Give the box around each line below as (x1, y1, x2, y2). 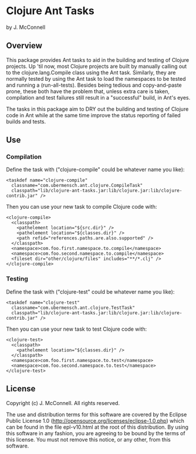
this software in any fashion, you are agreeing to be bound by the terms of (6, 429, 186, 437)
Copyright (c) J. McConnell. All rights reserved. (6, 399, 120, 406)
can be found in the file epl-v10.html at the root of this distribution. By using (6, 423, 189, 430)
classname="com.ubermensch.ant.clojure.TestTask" (11, 305, 135, 311)
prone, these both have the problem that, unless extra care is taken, (6, 87, 170, 95)
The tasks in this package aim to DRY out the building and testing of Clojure (6, 105, 189, 113)
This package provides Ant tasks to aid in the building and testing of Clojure (6, 56, 190, 63)
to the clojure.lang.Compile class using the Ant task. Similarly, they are (6, 69, 176, 76)
